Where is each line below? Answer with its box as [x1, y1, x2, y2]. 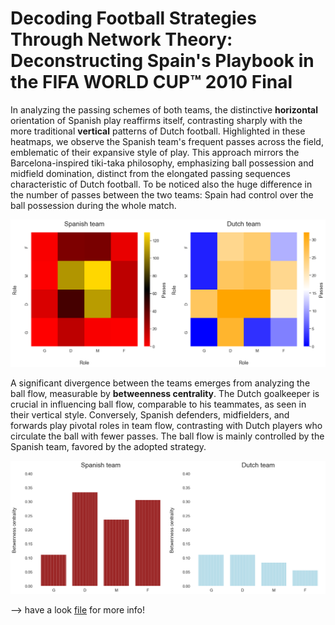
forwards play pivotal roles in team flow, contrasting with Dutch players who [10, 419, 323, 431]
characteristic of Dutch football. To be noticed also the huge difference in [10, 178, 313, 190]
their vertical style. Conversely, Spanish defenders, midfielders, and [10, 408, 290, 421]
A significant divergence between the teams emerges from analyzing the [10, 377, 311, 389]
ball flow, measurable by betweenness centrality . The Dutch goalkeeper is [10, 387, 320, 399]
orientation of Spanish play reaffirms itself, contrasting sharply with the [10, 114, 303, 126]
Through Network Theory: [10, 28, 233, 51]
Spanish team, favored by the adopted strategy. [10, 440, 207, 452]
